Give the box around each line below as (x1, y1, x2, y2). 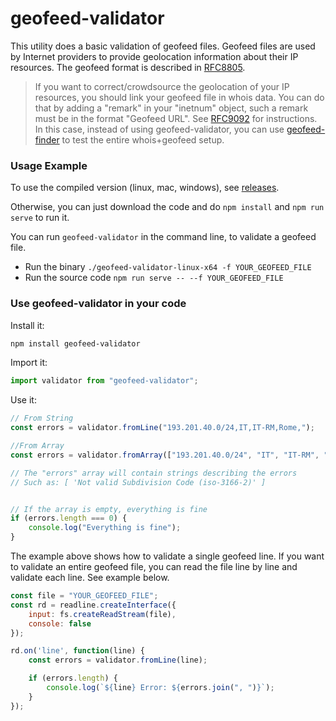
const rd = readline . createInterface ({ (10, 600, 177, 610)
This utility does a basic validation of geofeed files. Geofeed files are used (10, 40, 316, 52)
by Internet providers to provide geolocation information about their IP (10, 50, 299, 62)
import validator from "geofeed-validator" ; (10, 376, 199, 386)
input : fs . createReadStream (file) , (28, 609, 177, 619)
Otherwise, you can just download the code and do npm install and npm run (10, 201, 325, 213)
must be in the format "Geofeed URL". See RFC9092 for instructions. (34, 112, 318, 124)
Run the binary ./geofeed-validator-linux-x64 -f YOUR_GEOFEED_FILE (24, 261, 312, 273)
